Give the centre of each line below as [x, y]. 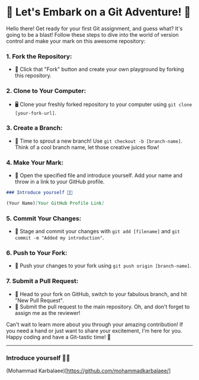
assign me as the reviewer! [47, 313]
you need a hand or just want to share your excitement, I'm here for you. [94, 330]
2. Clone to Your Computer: [46, 91]
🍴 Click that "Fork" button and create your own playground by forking [99, 69]
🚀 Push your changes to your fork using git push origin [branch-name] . [103, 266]
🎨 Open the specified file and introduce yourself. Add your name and [98, 175]
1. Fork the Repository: [39, 56]
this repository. [33, 76]
